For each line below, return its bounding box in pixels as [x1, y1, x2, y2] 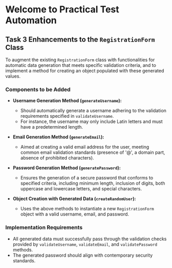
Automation [5, 14, 57, 26]
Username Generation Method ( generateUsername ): [12, 98, 122, 104]
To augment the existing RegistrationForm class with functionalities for [5, 57, 155, 63]
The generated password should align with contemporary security [12, 252, 153, 258]
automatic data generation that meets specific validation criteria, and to [5, 62, 157, 68]
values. [5, 73, 21, 79]
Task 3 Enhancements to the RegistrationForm [5, 35, 155, 44]
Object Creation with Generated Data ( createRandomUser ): [12, 195, 136, 202]
